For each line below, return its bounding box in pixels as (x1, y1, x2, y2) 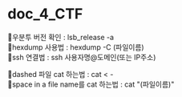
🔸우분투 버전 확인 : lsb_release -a (7, 32, 114, 42)
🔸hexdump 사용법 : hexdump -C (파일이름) (7, 42, 145, 52)
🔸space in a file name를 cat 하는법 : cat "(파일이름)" (7, 79, 175, 89)
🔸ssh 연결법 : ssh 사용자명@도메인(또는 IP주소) (7, 52, 156, 62)
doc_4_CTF (7, 5, 83, 23)
